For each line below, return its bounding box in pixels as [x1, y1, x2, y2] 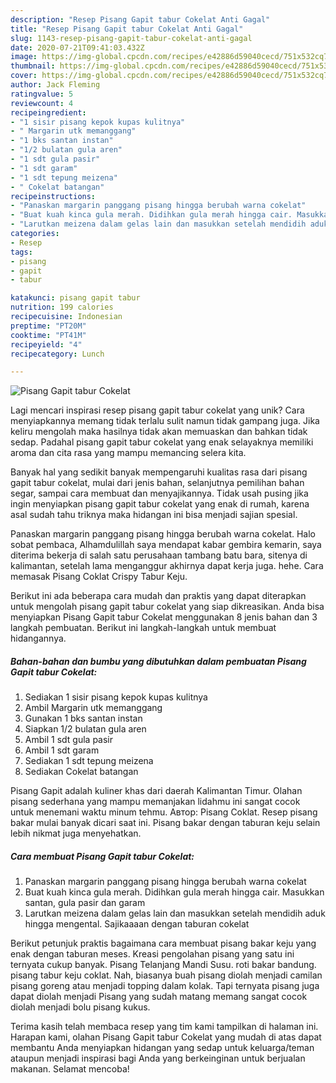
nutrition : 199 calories [10, 302, 114, 313]
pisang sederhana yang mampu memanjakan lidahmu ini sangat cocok [10, 796, 301, 808]
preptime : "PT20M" [10, 321, 87, 331]
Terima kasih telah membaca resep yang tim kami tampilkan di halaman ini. [10, 1021, 319, 1033]
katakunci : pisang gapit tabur [10, 293, 141, 303]
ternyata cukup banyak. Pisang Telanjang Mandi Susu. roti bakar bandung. [10, 959, 317, 971]
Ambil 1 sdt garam [24, 744, 100, 756]
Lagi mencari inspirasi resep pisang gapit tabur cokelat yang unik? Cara [10, 404, 305, 416]
